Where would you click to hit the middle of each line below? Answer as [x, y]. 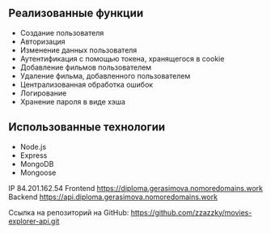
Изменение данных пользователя [78, 50]
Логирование [43, 93]
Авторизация [43, 41]
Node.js [33, 147]
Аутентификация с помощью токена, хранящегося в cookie [122, 58]
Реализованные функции [76, 13]
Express [34, 155]
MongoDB [37, 164]
